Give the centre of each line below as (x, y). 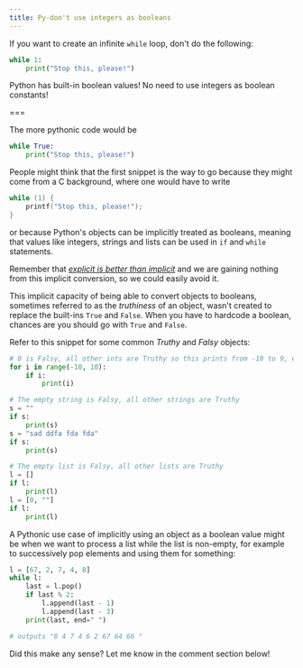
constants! (29, 95)
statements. (32, 251)
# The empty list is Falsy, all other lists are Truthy (116, 467)
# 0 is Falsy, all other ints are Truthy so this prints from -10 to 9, (149, 358)
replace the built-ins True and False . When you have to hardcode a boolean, (150, 315)
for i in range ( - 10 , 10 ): (58, 367)
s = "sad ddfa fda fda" (54, 434)
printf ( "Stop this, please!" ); (84, 206)
